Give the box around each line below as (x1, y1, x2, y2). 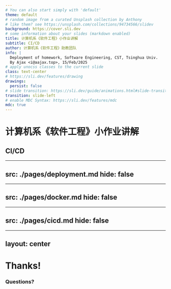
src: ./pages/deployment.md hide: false (5, 170, 134, 179)
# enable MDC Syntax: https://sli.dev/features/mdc (5, 98, 117, 103)
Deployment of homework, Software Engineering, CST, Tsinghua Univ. (10, 55, 158, 60)
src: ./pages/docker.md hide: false (5, 193, 118, 202)
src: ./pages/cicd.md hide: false (5, 216, 109, 225)
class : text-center (5, 69, 47, 75)
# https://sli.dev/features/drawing (5, 74, 83, 79)
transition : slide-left (5, 93, 56, 98)
